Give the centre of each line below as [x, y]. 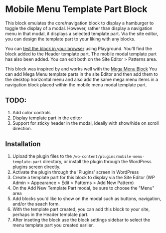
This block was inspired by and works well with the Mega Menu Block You [81, 69]
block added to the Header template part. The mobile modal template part [81, 54]
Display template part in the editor [47, 118]
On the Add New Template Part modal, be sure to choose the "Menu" [83, 188]
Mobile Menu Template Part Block [77, 9]
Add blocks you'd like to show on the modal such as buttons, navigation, [87, 199]
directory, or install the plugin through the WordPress [97, 161]
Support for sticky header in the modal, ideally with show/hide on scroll [85, 123]
